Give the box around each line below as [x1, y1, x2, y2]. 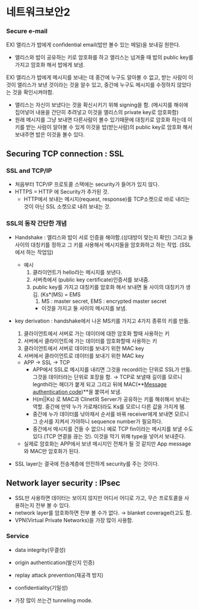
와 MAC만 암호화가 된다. [23, 448, 80, 455]
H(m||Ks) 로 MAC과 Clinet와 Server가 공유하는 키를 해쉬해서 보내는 [32, 396, 190, 403]
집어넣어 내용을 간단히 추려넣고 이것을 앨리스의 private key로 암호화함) [14, 109, 179, 116]
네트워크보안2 [6, 5, 71, 19]
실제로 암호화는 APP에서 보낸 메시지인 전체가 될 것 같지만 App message [23, 440, 191, 447]
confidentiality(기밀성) [14, 584, 68, 591]
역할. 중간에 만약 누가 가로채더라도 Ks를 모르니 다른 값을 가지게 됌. [32, 403, 186, 410]
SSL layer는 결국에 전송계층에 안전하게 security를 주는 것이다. [14, 460, 159, 467]
